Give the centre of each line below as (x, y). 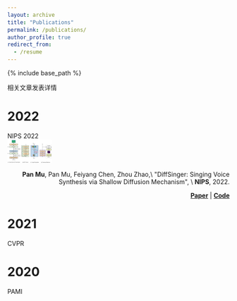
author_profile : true (39, 37)
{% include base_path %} (44, 73)
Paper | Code (210, 195)
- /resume (28, 52)
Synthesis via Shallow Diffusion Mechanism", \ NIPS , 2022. (144, 182)
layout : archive (31, 15)
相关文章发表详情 (32, 87)
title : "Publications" (41, 22)
